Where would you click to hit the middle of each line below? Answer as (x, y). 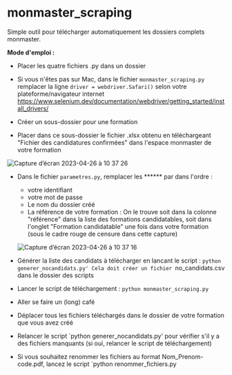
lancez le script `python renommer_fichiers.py (112, 364)
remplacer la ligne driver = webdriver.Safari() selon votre (102, 86)
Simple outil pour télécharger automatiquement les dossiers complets (106, 32)
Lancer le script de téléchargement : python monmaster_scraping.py (113, 288)
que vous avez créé (45, 323)
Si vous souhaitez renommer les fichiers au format (89, 356)
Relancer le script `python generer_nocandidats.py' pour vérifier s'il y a (118, 336)
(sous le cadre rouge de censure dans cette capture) (103, 234)
